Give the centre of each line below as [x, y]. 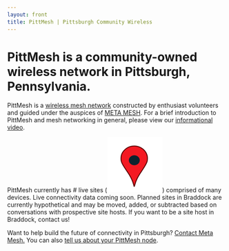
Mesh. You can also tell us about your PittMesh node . [83, 240]
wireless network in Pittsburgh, [99, 72]
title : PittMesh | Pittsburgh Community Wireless [80, 22]
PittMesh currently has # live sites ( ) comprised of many [114, 190]
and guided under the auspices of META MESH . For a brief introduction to [112, 113]
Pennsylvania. [49, 86]
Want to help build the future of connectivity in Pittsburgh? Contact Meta [110, 233]
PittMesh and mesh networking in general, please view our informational [110, 120]
